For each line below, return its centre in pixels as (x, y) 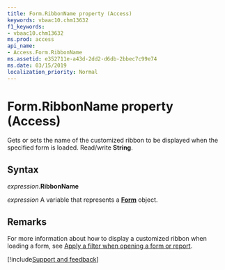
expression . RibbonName (43, 186)
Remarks (27, 222)
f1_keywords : (26, 26)
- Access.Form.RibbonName (45, 53)
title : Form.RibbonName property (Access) (70, 14)
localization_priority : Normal (53, 72)
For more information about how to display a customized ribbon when (107, 239)
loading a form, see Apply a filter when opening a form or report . (100, 246)
